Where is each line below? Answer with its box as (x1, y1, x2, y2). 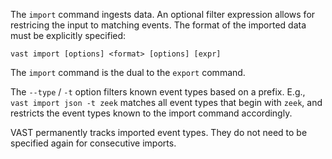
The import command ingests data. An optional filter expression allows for (10, 9, 316, 20)
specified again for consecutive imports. (10, 137, 177, 149)
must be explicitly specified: (10, 30, 127, 41)
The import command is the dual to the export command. (10, 67, 246, 78)
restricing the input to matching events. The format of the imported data (10, 19, 307, 31)
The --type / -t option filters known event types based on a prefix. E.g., (10, 86, 306, 98)
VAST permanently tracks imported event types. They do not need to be (10, 127, 308, 138)
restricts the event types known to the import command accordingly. (10, 107, 293, 119)
